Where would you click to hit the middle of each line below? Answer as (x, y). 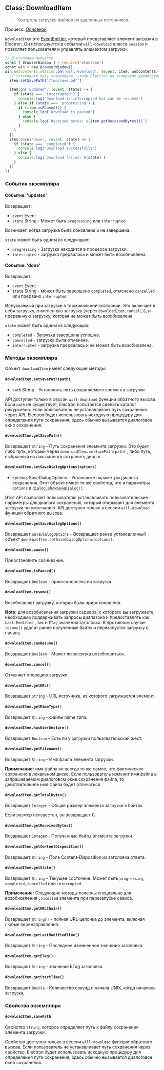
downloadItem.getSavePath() (34, 436)
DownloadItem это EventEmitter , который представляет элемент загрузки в (82, 39)
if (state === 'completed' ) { (45, 144)
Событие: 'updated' (26, 195)
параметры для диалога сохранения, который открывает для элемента (80, 503)
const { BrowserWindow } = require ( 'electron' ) (54, 62)
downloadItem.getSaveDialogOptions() (43, 524)
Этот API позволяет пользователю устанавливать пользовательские (77, 497)
